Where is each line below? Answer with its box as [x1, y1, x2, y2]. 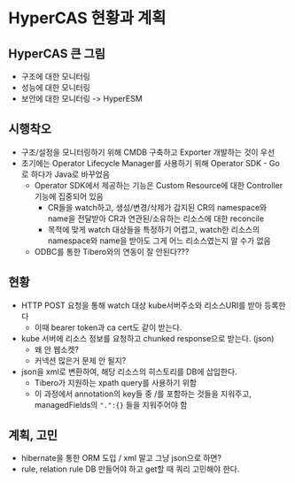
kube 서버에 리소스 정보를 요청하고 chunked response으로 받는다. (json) [20, 333, 275, 343]
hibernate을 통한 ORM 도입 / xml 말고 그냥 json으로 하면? [20, 453, 222, 464]
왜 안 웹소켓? [34, 344, 80, 355]
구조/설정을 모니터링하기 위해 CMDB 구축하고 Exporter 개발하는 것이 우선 [20, 147, 276, 157]
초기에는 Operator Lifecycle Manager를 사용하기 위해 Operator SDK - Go [20, 157, 280, 168]
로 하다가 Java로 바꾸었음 [20, 169, 110, 180]
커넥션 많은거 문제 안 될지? [34, 355, 127, 365]
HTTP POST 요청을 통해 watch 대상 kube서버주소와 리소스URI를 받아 [20, 300, 263, 310]
